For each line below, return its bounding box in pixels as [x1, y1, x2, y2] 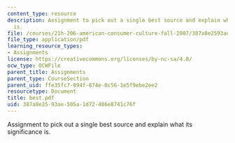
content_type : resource [7, 10, 77, 17]
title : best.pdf [7, 95, 55, 102]
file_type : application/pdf [7, 36, 90, 43]
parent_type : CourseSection [7, 75, 90, 82]
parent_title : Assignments [7, 68, 86, 75]
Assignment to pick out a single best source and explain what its [7, 120, 193, 128]
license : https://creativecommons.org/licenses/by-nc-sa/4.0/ [7, 56, 192, 63]
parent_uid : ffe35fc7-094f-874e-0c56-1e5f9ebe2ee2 [7, 82, 158, 89]
